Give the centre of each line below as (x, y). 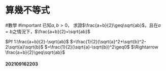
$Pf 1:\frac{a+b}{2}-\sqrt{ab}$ (37, 41)
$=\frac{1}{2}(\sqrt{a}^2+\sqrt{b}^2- (108, 41)
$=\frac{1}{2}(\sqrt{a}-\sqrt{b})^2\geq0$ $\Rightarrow (101, 47)
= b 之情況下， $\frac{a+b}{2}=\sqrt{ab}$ (48, 31)
